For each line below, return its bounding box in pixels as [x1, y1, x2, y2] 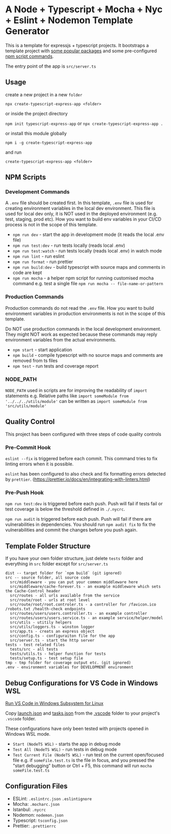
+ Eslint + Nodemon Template [5, 14, 133, 26]
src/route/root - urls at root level [10, 597, 90, 603]
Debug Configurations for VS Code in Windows [5, 678, 158, 687]
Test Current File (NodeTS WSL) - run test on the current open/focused [12, 752, 164, 758]
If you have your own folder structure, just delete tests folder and [5, 555, 143, 562]
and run [5, 149, 22, 155]
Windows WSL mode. [5, 731, 51, 737]
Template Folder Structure [5, 542, 91, 550]
